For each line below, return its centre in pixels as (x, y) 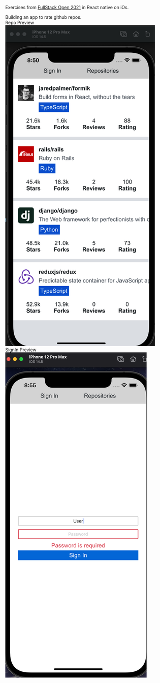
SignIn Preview (21, 350)
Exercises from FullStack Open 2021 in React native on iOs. (67, 7)
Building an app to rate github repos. (43, 17)
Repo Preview (20, 23)
